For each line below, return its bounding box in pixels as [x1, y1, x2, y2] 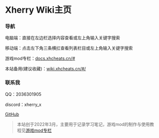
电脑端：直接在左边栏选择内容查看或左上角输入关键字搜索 [5, 35, 120, 41]
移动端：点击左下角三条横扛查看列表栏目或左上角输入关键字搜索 [5, 45, 133, 51]
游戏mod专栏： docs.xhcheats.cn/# [5, 55, 75, 61]
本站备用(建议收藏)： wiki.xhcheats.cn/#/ [5, 66, 86, 72]
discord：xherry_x [5, 102, 42, 107]
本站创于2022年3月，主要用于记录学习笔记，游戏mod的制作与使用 [17, 121, 150, 127]
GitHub [5, 111, 19, 117]
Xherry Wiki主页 [5, 4, 72, 16]
